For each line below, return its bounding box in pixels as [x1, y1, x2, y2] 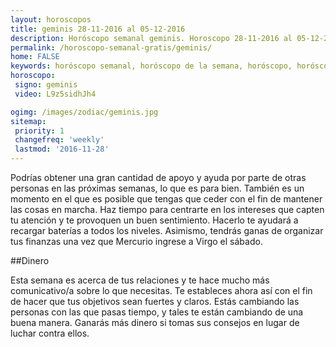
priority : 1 [14, 126, 65, 136]
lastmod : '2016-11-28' [14, 144, 110, 155]
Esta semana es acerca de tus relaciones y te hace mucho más [10, 274, 270, 286]
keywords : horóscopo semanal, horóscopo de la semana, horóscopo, [10, 61, 293, 71]
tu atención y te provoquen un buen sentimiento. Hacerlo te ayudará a [10, 214, 299, 226]
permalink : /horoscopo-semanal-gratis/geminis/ [10, 42, 213, 53]
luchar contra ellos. [10, 327, 90, 339]
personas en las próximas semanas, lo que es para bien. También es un [10, 182, 305, 194]
